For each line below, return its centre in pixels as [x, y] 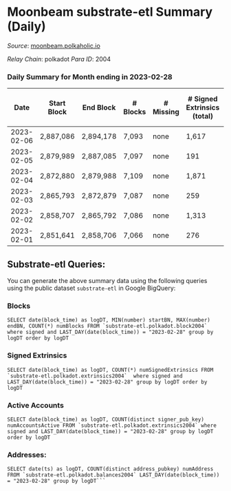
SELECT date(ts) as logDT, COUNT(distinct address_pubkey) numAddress [110, 469]
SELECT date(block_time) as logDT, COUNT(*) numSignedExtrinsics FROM [110, 370]
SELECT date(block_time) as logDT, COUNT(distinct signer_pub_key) [106, 419]
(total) [202, 116]
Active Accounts [35, 405]
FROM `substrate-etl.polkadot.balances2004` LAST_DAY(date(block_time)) [113, 475]
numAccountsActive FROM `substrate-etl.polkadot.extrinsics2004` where [112, 425]
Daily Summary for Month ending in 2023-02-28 [90, 76]
